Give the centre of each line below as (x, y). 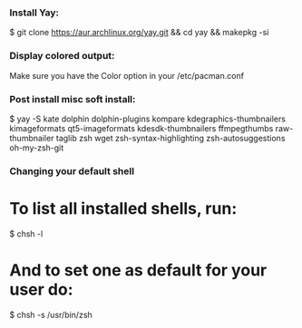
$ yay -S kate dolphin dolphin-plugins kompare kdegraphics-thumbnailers (147, 119)
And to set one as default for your (138, 270)
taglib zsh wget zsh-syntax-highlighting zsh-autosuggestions (170, 138)
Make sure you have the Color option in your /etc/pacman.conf (127, 75)
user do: (41, 289)
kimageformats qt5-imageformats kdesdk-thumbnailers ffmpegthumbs (141, 128)
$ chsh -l (26, 234)
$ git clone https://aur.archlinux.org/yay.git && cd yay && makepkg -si (139, 33)
